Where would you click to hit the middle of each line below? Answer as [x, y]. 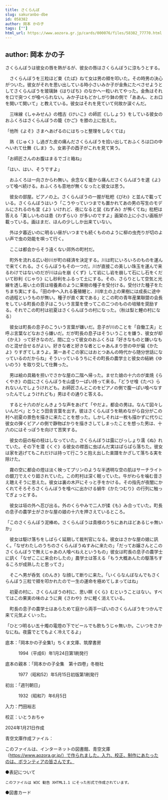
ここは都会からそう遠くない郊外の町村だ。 [53, 249]
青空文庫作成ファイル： [29, 738]
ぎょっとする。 [24, 494]
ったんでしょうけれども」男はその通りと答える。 [55, 394]
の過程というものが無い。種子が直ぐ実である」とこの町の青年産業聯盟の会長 [84, 297]
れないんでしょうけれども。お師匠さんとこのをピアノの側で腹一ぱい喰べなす [84, 387]
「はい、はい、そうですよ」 [34, 169]
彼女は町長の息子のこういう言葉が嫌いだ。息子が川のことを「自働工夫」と [86, 327]
